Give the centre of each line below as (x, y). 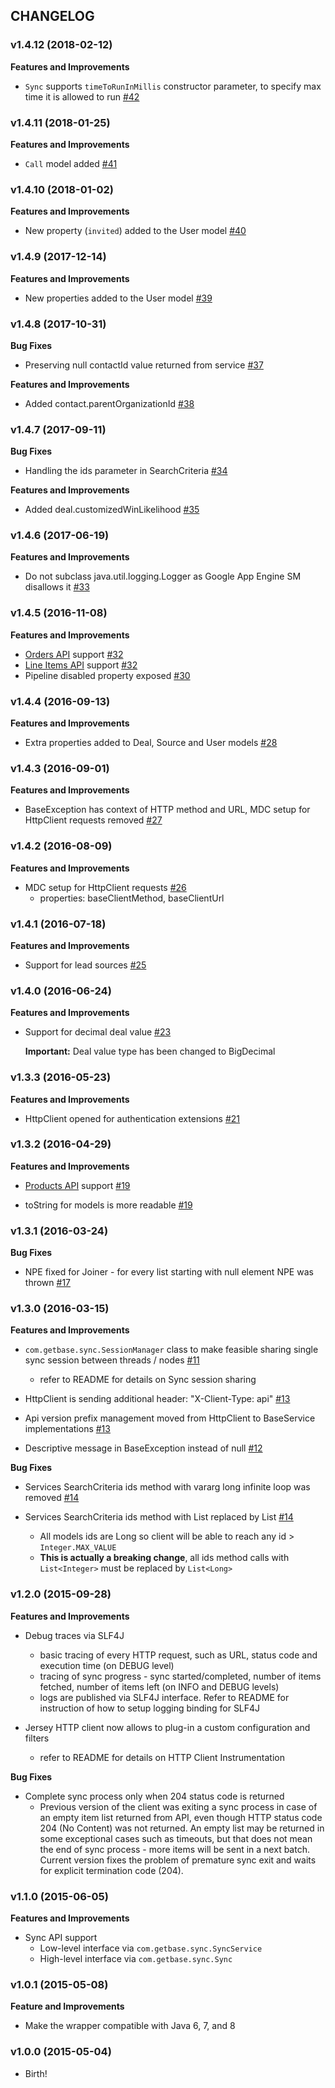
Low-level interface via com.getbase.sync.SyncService (151, 1948)
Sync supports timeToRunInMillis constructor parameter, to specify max (173, 86)
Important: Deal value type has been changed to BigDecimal (150, 1051)
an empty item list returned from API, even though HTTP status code (181, 1817)
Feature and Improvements (67, 2006)
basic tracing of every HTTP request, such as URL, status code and (178, 1655)
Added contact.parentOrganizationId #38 (109, 403)
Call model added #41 (71, 163)
